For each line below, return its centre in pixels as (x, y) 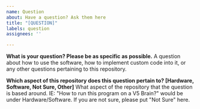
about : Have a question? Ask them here (56, 17)
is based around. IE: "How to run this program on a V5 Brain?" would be (95, 93)
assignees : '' (24, 34)
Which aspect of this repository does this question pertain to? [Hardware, (100, 81)
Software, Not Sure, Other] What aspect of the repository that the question (99, 87)
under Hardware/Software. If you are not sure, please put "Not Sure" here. (98, 100)
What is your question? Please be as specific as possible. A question (93, 56)
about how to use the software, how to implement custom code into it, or (96, 63)
